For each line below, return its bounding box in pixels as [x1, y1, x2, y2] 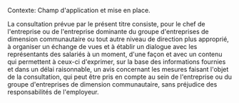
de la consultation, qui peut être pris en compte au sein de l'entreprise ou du [7, 72, 233, 81]
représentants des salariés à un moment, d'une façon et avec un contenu [7, 50, 223, 58]
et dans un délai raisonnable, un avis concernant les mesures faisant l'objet [7, 65, 229, 73]
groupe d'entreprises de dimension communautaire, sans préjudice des [7, 80, 218, 88]
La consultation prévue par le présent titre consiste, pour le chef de [7, 20, 205, 28]
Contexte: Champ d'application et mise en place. [7, 6, 151, 14]
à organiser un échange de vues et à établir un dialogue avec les [7, 43, 198, 50]
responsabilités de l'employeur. [7, 88, 99, 96]
